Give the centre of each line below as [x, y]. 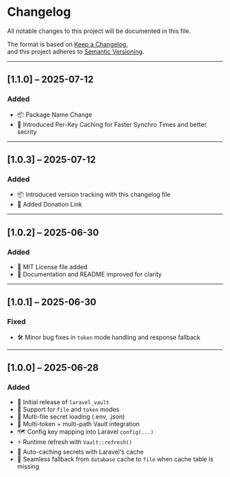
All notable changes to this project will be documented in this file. [99, 31]
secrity [27, 132]
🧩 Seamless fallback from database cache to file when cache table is [115, 459]
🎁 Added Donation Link [49, 205]
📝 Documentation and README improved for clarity [89, 274]
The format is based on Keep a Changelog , [67, 44]
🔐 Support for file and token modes [68, 410]
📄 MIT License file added [52, 267]
